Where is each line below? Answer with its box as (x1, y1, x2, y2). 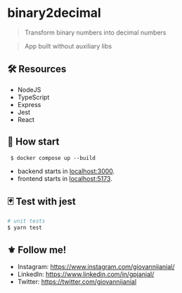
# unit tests (7, 218, 46, 225)
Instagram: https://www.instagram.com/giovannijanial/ (17, 262, 175, 270)
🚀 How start (7, 136, 60, 148)
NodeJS (17, 85, 41, 94)
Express (17, 100, 41, 108)
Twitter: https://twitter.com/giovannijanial (17, 277, 137, 286)
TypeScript (17, 93, 50, 101)
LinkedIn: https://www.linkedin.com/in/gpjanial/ (17, 270, 155, 278)
